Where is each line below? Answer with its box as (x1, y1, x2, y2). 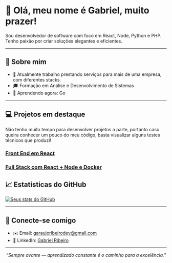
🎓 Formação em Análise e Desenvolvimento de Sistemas (12, 82, 134, 89)
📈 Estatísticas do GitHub (5, 180, 87, 189)
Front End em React (5, 150, 55, 157)
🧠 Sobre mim (5, 57, 47, 66)
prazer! (5, 15, 37, 27)
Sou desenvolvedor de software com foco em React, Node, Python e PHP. (5, 32, 162, 38)
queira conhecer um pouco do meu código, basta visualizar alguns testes (5, 132, 160, 138)
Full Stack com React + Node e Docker (5, 164, 102, 171)
